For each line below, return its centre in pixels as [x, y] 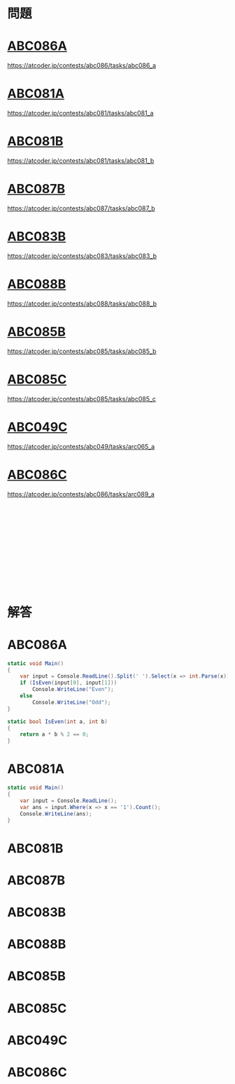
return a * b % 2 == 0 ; [55, 734]
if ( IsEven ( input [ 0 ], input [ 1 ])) [69, 683]
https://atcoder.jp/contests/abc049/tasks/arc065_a [81, 446]
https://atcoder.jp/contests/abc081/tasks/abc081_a [80, 113]
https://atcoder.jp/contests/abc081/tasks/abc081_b [81, 161]
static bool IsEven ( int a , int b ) [58, 721]
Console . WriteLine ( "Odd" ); [72, 702]
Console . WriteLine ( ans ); [56, 814]
